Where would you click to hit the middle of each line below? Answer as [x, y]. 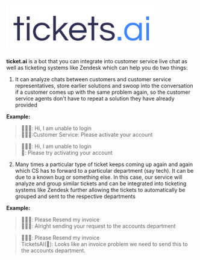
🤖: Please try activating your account [67, 153]
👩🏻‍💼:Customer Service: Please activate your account [87, 135]
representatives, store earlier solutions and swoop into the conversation [104, 86]
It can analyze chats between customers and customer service [93, 79]
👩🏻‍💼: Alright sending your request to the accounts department [98, 226]
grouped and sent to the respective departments [75, 196]
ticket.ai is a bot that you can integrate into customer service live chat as [97, 61]
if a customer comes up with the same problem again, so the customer [103, 92]
